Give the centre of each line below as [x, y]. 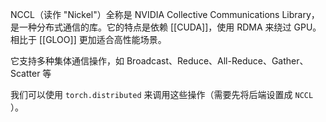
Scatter [25, 73]
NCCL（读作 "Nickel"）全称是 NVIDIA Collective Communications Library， [165, 14]
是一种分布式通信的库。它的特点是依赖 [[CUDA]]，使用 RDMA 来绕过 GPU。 [166, 27]
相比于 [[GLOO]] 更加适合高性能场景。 [88, 39]
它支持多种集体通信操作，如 [67, 61]
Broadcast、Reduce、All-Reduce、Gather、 [217, 61]
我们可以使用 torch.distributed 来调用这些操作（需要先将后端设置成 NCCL [162, 94]
